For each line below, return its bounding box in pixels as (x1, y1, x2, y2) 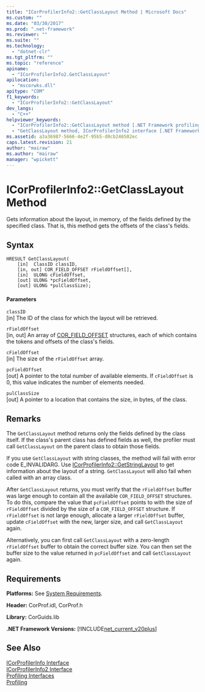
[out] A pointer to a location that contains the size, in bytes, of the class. (6, 396, 187, 403)
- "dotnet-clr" (12, 49, 51, 55)
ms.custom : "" (6, 15, 43, 21)
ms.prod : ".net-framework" (6, 26, 75, 32)
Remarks (6, 413, 41, 424)
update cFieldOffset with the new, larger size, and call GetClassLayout (6, 518, 184, 526)
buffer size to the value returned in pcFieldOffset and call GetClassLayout (6, 549, 191, 557)
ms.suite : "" (6, 37, 40, 43)
